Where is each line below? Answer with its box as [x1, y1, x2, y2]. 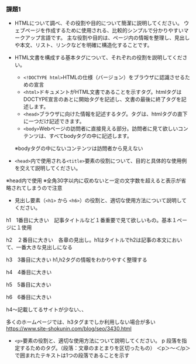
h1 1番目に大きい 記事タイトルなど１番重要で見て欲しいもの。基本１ [6, 217, 177, 224]
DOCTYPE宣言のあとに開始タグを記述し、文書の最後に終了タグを [23, 96, 181, 103]
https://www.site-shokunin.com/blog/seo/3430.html [6, 325, 132, 332]
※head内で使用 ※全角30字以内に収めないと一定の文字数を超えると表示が [6, 177, 181, 184]
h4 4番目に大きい [6, 268, 52, 276]
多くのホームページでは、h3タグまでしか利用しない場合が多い [6, 318, 156, 326]
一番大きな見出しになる [16, 244, 73, 251]
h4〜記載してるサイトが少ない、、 [6, 306, 87, 313]
